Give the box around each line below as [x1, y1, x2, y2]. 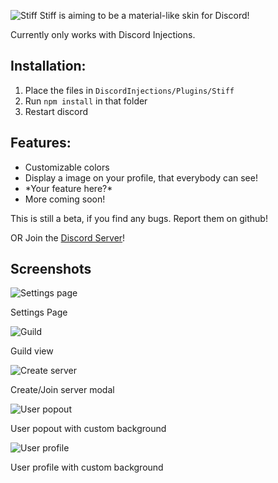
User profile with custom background [10, 461, 164, 474]
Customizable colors [24, 161, 110, 173]
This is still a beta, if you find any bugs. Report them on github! [10, 212, 268, 224]
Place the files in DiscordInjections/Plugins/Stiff [24, 84, 235, 96]
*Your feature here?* [24, 182, 113, 194]
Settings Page [10, 306, 68, 319]
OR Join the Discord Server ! [10, 231, 126, 244]
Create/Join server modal [10, 384, 115, 396]
